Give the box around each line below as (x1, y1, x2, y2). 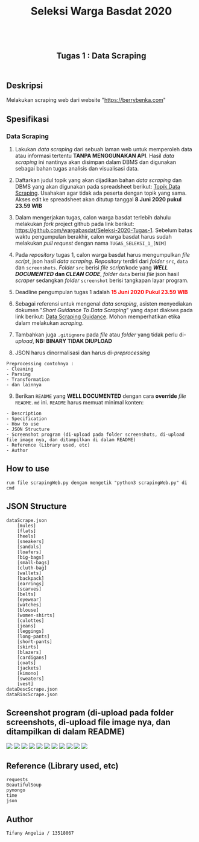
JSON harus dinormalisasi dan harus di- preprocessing (14, 349, 150, 356)
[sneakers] (17, 538, 45, 544)
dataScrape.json (6, 517, 47, 523)
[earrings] (17, 580, 45, 586)
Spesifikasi (6, 114, 49, 124)
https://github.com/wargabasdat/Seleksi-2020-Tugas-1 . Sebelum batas (14, 227, 193, 234)
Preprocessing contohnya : (6, 361, 74, 367)
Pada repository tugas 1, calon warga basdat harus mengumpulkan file (14, 251, 190, 259)
